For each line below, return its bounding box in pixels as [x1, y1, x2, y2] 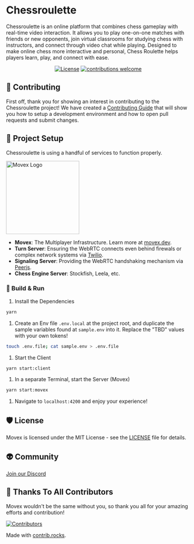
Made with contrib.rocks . [6, 531, 67, 539]
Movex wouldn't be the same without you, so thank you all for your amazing [6, 502, 188, 509]
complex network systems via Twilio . [14, 251, 103, 258]
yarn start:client [6, 365, 51, 371]
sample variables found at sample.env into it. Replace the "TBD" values [14, 326, 185, 333]
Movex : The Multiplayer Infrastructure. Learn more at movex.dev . [14, 238, 172, 246]
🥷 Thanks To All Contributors [6, 487, 113, 497]
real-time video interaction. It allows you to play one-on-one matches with [6, 29, 185, 36]
